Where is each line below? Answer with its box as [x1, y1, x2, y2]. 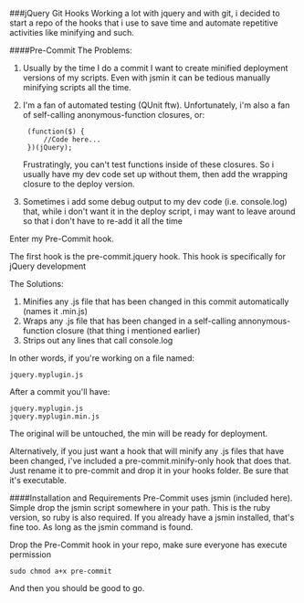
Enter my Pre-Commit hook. [9, 233, 114, 244]
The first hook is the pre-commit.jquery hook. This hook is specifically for [9, 251, 286, 261]
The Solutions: [9, 279, 64, 289]
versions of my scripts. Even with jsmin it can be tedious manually [22, 72, 271, 83]
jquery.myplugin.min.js [9, 412, 100, 421]
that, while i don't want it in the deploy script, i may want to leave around [22, 206, 296, 217]
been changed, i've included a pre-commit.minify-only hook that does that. [9, 456, 292, 466]
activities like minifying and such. [9, 27, 134, 37]
